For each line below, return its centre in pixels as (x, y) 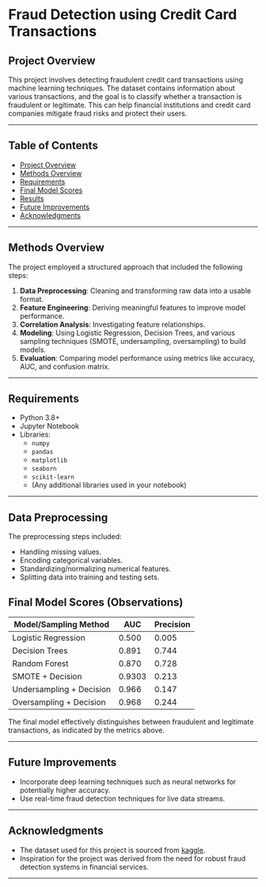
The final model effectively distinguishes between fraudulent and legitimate (131, 722)
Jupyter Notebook (49, 426)
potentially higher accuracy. (65, 790)
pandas (42, 452)
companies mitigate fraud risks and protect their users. (98, 113)
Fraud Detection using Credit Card (123, 15)
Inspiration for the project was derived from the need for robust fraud (133, 858)
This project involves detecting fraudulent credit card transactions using (126, 80)
